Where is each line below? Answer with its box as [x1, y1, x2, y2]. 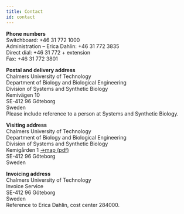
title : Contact [6, 8, 43, 15]
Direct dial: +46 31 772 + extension [6, 49, 91, 56]
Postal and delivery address [6, 66, 76, 73]
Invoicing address [6, 170, 51, 177]
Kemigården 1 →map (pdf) [6, 146, 69, 153]
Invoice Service [6, 182, 44, 189]
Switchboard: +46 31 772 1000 [6, 36, 80, 43]
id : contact [6, 14, 35, 20]
